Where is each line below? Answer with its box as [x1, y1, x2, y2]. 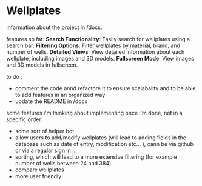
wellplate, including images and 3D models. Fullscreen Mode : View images [6, 55, 194, 62]
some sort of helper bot [15, 127, 75, 135]
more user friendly [15, 172, 62, 179]
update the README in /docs [15, 98, 88, 105]
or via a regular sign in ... [15, 147, 78, 154]
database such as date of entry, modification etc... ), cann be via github [15, 140, 194, 147]
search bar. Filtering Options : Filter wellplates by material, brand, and [6, 42, 181, 49]
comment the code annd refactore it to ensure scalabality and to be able [15, 84, 196, 91]
